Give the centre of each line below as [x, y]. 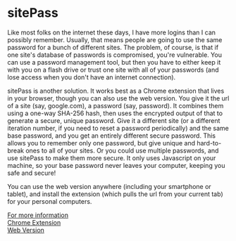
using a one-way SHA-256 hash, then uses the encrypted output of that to [115, 113]
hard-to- [209, 143]
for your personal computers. [50, 201]
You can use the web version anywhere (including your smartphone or [109, 186]
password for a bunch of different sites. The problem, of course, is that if [113, 47]
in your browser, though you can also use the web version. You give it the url [118, 98]
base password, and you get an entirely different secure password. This [112, 136]
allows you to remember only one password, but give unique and [101, 143]
